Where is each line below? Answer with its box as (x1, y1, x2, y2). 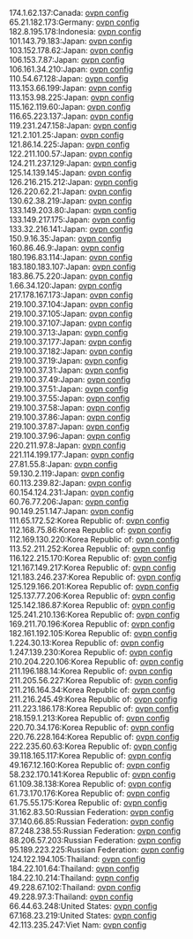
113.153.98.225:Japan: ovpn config (9, 92, 135, 103)
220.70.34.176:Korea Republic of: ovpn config (9, 722, 174, 733)
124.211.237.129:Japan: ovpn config (9, 158, 137, 168)
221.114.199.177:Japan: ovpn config (9, 450, 135, 459)
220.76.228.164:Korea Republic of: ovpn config (9, 732, 180, 742)
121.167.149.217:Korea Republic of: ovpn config (9, 562, 176, 573)
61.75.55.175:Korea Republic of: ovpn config (9, 797, 167, 808)
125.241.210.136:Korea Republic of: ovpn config (9, 610, 181, 620)
